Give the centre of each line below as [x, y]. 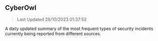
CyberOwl [21, 8]
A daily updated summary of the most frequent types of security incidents [79, 29]
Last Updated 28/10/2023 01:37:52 [52, 19]
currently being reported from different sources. [53, 33]
